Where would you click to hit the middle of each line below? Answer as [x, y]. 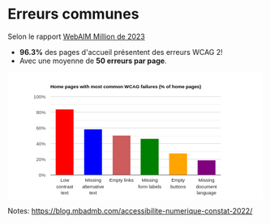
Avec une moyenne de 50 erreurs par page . [93, 61]
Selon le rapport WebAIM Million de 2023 [76, 36]
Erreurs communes [73, 14]
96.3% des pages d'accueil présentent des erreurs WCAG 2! [121, 52]
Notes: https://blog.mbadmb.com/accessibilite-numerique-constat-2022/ [130, 210]
